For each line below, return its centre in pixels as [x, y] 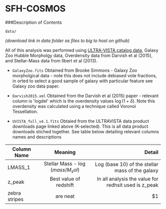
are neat [65, 196]
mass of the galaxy [136, 170]
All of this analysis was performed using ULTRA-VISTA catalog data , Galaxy [82, 50]
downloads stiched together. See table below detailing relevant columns [85, 131]
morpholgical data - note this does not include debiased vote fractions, [84, 75]
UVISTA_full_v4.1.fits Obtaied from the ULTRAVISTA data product [81, 121]
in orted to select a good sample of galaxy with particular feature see [83, 81]
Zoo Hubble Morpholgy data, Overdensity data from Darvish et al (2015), [79, 55]
